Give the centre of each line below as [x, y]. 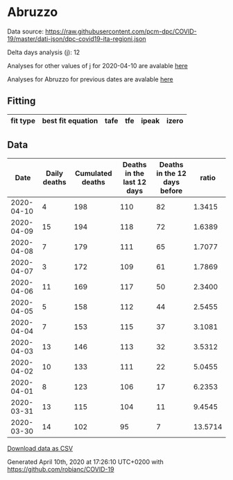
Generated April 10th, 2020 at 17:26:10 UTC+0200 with [86, 462]
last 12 [135, 182]
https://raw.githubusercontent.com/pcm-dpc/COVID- [121, 31]
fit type [23, 120]
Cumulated [94, 173]
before [172, 191]
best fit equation [70, 120]
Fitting [21, 101]
